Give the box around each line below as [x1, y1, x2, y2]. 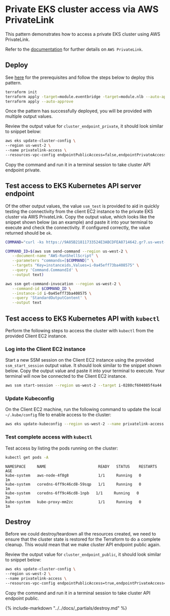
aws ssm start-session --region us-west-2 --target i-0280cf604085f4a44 [5, 383, 162, 388]
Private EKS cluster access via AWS [5, 4, 159, 15]
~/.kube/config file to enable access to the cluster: [5, 412, 111, 418]
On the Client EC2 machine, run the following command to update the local [5, 406, 161, 413]
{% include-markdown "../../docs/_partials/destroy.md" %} [5, 605, 127, 611]
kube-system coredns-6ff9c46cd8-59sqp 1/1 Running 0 [5, 481, 142, 487]
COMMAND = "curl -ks [5, 239, 44, 245]
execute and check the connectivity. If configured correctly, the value [5, 224, 150, 231]
